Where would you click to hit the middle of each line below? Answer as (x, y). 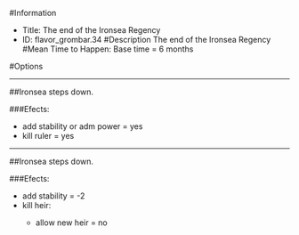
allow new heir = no (72, 223)
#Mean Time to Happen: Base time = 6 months (108, 49)
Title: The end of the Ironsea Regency (91, 30)
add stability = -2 (53, 196)
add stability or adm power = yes (82, 126)
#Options (26, 66)
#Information (33, 13)
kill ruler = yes (48, 136)
